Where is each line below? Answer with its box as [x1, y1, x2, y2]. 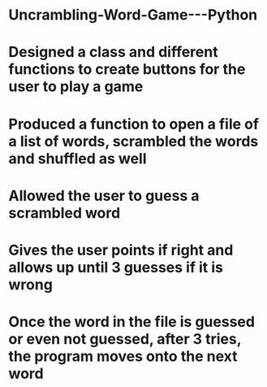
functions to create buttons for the [8, 60, 246, 79]
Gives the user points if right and [8, 241, 234, 259]
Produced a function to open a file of [8, 115, 260, 133]
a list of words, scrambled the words [8, 132, 259, 150]
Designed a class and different [8, 43, 218, 62]
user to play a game [8, 77, 144, 96]
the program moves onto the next [8, 347, 238, 366]
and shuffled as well [8, 149, 148, 167]
